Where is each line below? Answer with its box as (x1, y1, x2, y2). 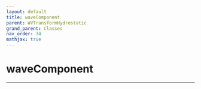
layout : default (6, 8, 47, 15)
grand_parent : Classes (6, 25, 63, 32)
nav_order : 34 (6, 31, 42, 37)
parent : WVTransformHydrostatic (6, 20, 87, 26)
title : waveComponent (6, 14, 60, 20)
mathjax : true (6, 36, 42, 42)
